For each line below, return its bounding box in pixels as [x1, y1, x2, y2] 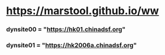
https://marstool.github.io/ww [6, 4, 159, 18]
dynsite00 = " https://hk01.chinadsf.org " [6, 25, 126, 34]
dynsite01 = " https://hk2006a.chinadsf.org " [6, 41, 137, 50]
